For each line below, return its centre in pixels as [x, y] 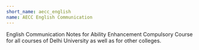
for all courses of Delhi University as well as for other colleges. [84, 40]
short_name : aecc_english [38, 12]
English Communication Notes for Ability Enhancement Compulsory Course [100, 34]
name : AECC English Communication [50, 17]
